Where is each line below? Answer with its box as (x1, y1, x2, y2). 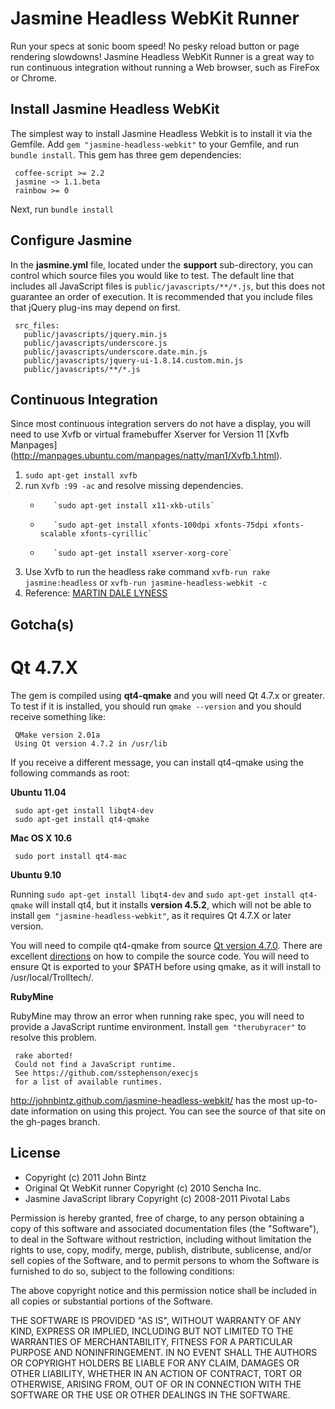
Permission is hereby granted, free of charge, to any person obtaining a (10, 1212, 305, 1224)
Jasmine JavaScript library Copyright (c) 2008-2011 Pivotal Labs (24, 1192, 291, 1204)
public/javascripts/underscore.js (23, 338, 168, 348)
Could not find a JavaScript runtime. (14, 1059, 177, 1069)
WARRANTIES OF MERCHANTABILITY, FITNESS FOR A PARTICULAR (10, 1335, 293, 1347)
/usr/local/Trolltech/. (10, 971, 94, 983)
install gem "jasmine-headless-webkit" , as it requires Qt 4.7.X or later (10, 909, 292, 921)
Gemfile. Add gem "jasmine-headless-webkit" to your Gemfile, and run (10, 138, 299, 150)
